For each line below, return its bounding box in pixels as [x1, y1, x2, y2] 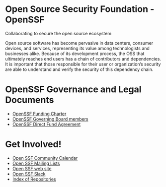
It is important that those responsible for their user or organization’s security [5, 61, 161, 67]
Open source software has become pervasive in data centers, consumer [5, 40, 154, 46]
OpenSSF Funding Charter [12, 111, 67, 117]
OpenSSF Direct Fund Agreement [12, 121, 81, 127]
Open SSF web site [12, 165, 52, 172]
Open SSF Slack [12, 171, 46, 177]
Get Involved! [5, 139, 62, 150]
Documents [5, 94, 54, 106]
